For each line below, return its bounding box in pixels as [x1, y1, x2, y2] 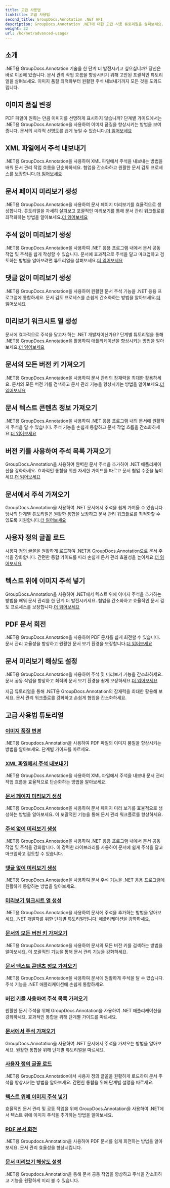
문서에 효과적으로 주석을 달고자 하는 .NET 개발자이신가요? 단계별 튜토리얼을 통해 [5, 331, 163, 337]
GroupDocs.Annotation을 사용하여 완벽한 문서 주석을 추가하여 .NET [5, 461, 140, 467]
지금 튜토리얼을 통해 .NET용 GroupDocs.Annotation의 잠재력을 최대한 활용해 [5, 688, 158, 694]
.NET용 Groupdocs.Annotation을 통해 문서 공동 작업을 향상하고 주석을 [5, 1171, 145, 1177]
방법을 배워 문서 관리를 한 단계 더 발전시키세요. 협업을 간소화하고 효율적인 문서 [5, 597, 159, 603]
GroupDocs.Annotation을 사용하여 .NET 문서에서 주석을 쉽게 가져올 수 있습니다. [5, 504, 164, 510]
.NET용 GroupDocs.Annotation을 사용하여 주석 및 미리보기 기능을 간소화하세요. [5, 671, 163, 677]
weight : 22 [5, 26, 28, 31]
